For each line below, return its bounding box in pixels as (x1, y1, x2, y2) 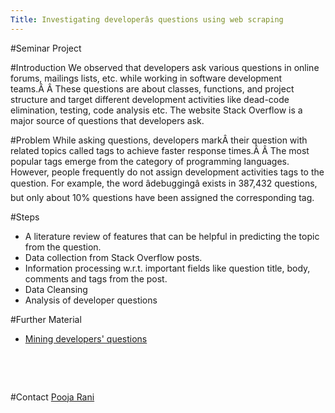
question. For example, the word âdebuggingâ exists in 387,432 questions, (10, 177, 318, 189)
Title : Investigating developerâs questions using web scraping (10, 14, 284, 25)
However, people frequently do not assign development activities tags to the (10, 166, 325, 178)
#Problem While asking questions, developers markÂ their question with (10, 134, 308, 146)
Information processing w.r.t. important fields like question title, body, (24, 262, 311, 274)
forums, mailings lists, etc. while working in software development (10, 72, 283, 84)
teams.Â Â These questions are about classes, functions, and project (10, 82, 295, 95)
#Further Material (10, 313, 82, 325)
